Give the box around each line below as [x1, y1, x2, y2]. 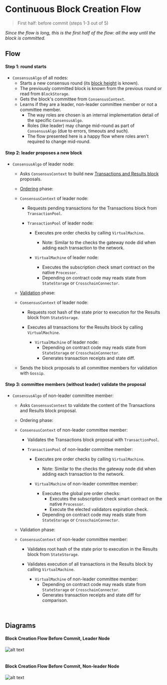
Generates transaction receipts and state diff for [42, 591, 141, 598]
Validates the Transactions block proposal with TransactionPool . [27, 436, 160, 442]
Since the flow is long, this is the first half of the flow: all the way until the [5, 29, 156, 35]
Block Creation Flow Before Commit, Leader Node [5, 635, 110, 641]
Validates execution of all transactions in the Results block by [27, 561, 153, 567]
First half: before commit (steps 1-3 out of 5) [17, 20, 109, 26]
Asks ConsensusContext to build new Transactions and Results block [19, 170, 159, 176]
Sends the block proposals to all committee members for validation [19, 364, 158, 370]
